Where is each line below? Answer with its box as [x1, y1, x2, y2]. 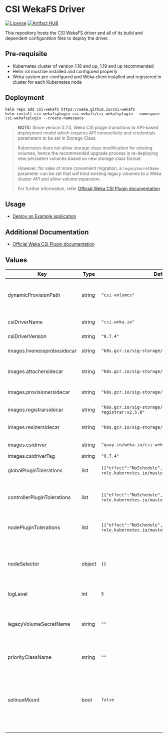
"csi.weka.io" [101, 319, 135, 324]
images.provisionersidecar [7, 389, 70, 396]
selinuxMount [7, 696, 40, 703]
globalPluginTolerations [7, 467, 63, 474]
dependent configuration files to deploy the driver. [5, 35, 109, 41]
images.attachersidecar [7, 368, 63, 375]
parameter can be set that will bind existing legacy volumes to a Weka [17, 170, 161, 176]
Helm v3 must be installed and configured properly [12, 68, 117, 74]
